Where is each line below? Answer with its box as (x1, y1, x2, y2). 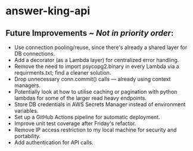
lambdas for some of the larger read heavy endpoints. (14, 94, 147, 101)
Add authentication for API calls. (14, 139, 94, 146)
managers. (14, 82, 41, 89)
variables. (14, 107, 39, 114)
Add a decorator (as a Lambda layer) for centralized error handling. (14, 57, 179, 63)
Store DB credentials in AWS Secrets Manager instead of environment (14, 101, 186, 108)
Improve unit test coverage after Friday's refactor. (14, 120, 136, 127)
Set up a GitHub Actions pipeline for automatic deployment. (14, 113, 160, 121)
